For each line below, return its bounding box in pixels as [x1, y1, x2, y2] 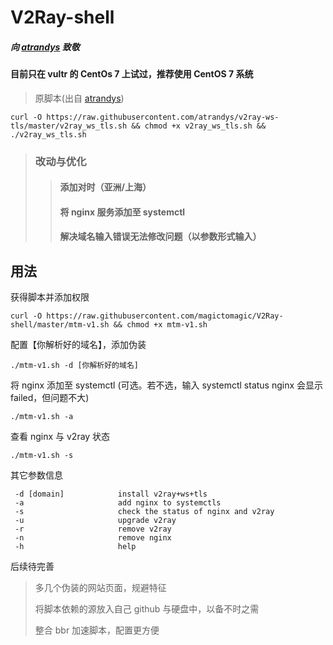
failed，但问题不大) [10, 392, 90, 404]
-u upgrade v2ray [14, 516, 177, 526]
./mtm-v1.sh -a [10, 412, 74, 422]
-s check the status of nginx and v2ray [14, 507, 275, 517]
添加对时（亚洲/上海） [59, 181, 152, 193]
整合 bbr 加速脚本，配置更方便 [34, 624, 160, 636]
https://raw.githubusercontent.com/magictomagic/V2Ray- [46, 311, 284, 321]
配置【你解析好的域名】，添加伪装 [10, 339, 147, 351]
